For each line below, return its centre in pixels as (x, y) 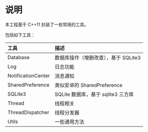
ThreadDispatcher (28, 112)
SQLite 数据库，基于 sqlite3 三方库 (94, 94)
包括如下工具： (20, 35)
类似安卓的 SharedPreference (88, 85)
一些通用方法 (69, 122)
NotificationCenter (29, 75)
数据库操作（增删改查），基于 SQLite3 (98, 58)
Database (19, 57)
